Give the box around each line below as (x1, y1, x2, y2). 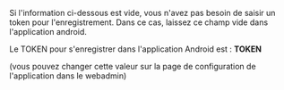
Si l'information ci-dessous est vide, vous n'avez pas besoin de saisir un (9, 8, 276, 18)
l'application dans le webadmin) (9, 70, 127, 81)
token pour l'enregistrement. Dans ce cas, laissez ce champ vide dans (9, 17, 269, 28)
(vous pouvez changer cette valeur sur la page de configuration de (9, 61, 257, 71)
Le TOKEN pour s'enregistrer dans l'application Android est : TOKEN (9, 44, 262, 54)
